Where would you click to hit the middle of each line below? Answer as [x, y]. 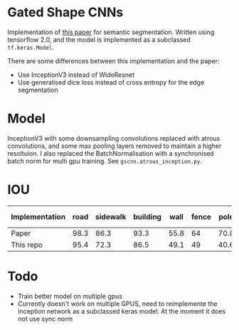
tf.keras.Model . [31, 47]
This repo [27, 245]
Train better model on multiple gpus [70, 296]
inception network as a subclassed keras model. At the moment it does [122, 311]
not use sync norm [45, 319]
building [147, 216]
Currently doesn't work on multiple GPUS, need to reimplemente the [117, 304]
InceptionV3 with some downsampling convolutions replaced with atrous [114, 138]
